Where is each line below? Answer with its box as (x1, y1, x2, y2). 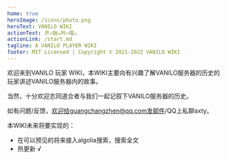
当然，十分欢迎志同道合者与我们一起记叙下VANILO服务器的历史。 (7, 91, 193, 100)
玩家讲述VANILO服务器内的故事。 (7, 77, 102, 85)
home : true (7, 10, 39, 17)
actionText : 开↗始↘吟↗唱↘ (7, 29, 78, 37)
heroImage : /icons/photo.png (7, 17, 91, 24)
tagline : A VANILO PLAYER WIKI (7, 42, 97, 49)
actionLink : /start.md (7, 36, 72, 43)
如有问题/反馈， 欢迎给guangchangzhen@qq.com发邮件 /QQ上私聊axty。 (7, 106, 213, 115)
